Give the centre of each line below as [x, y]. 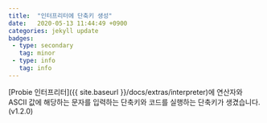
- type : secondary [43, 46]
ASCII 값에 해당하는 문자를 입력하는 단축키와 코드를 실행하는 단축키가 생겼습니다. [134, 102]
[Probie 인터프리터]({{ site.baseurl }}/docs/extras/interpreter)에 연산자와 [125, 92]
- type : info [34, 61]
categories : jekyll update [53, 31]
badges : [21, 38]
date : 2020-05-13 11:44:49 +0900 [68, 23]
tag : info [35, 68]
